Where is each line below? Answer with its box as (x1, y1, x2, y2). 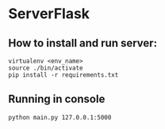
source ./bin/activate (8, 64, 83, 72)
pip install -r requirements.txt (8, 71, 119, 79)
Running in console (8, 93, 106, 106)
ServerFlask (8, 5, 90, 23)
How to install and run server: (8, 36, 157, 50)
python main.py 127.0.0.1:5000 (8, 113, 112, 121)
